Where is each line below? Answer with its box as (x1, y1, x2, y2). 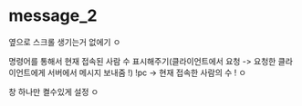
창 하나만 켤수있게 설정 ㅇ (8, 86, 99, 97)
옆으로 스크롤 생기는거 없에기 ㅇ (8, 36, 121, 47)
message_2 (8, 5, 98, 26)
